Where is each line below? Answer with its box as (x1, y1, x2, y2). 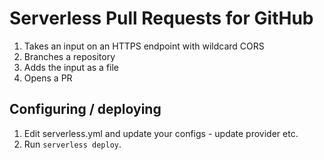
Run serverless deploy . (23, 138, 122, 150)
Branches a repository (23, 50, 116, 62)
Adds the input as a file (23, 61, 120, 73)
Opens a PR (23, 72, 73, 84)
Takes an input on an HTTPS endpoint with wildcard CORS (23, 40, 265, 52)
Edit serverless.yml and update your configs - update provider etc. (23, 127, 299, 139)
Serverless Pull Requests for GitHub (9, 7, 314, 30)
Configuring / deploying (9, 101, 162, 118)
